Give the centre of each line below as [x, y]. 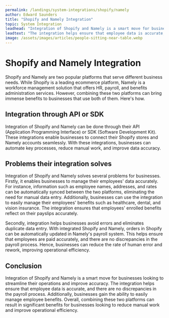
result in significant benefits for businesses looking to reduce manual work [82, 305]
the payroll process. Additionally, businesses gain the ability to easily [76, 294]
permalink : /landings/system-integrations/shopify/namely [67, 10]
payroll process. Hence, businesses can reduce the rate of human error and [84, 245]
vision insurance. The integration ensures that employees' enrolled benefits [83, 208]
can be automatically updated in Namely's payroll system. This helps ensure [84, 234]
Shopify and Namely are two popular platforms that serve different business [84, 77]
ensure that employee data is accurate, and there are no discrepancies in [81, 289]
